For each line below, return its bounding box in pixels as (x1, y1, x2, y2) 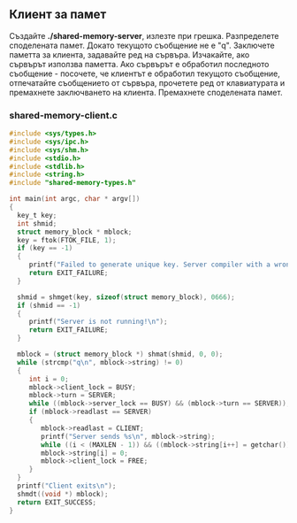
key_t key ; (17, 211, 57, 219)
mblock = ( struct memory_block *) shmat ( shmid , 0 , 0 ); (17, 350, 224, 359)
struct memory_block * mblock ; (17, 227, 133, 236)
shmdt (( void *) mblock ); (17, 489, 109, 498)
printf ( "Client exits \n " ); (17, 481, 117, 490)
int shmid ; (17, 219, 57, 228)
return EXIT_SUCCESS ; (17, 497, 97, 507)
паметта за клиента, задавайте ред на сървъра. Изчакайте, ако (9, 49, 250, 60)
